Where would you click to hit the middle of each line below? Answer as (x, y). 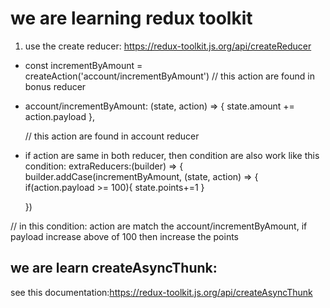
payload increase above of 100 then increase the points (124, 236)
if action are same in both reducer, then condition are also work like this (172, 155)
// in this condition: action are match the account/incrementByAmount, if (159, 226)
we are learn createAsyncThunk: (114, 268)
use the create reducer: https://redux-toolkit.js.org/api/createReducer (168, 46)
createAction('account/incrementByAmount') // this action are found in (169, 76)
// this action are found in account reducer (112, 136)
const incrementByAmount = (83, 65)
